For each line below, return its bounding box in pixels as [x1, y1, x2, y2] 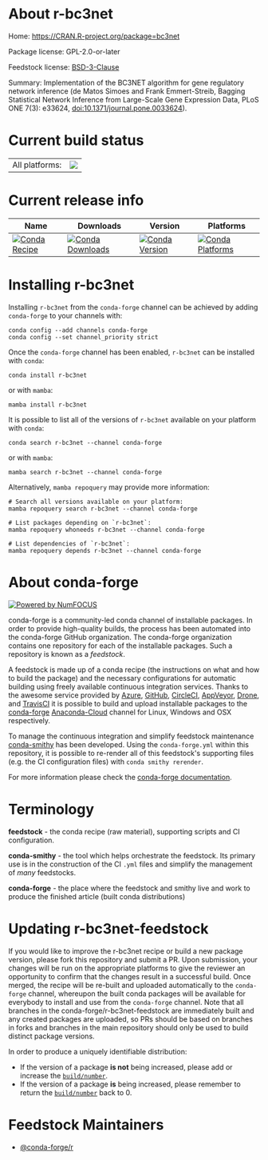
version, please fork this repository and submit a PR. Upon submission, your [8, 954, 258, 964]
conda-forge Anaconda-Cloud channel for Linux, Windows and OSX [8, 707, 232, 717]
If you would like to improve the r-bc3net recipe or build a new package [8, 946, 243, 956]
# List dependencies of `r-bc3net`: [8, 539, 130, 548]
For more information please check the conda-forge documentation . [8, 772, 233, 782]
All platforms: [12, 159, 62, 170]
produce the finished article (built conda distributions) [8, 891, 186, 901]
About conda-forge [8, 573, 139, 591]
